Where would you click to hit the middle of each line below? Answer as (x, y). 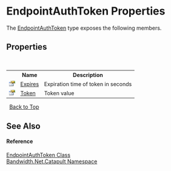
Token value (59, 93)
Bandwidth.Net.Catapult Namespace (52, 161)
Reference (20, 141)
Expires (30, 84)
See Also (23, 126)
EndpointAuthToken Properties (86, 11)
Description (88, 75)
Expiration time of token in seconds (88, 84)
